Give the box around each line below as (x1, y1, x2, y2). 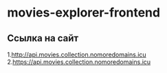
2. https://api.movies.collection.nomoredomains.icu (7, 58, 151, 66)
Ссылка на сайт (7, 32, 79, 44)
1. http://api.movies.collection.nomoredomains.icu (7, 50, 146, 59)
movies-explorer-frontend (7, 5, 160, 21)
